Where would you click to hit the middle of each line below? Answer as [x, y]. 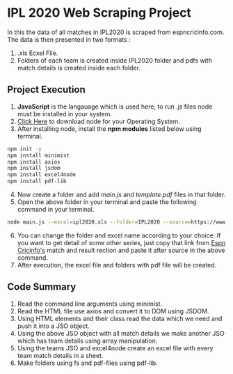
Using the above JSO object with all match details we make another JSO [121, 333]
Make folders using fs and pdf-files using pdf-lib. [87, 363]
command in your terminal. [56, 209]
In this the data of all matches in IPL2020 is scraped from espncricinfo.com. [116, 32]
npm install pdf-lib [37, 181]
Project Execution [46, 89]
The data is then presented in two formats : [69, 39]
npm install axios [34, 162]
